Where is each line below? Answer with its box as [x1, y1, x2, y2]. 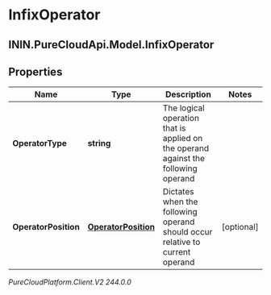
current [162, 247, 191, 258]
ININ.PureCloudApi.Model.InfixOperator [8, 38, 215, 52]
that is [162, 123, 186, 134]
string [87, 138, 111, 149]
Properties [8, 64, 63, 78]
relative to [162, 236, 201, 247]
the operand [162, 143, 210, 154]
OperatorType [12, 138, 67, 149]
